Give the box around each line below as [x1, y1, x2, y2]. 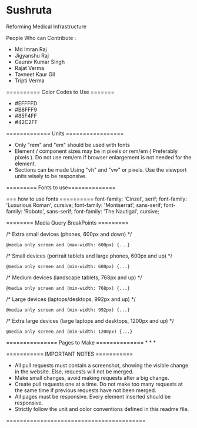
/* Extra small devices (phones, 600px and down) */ [6, 230, 132, 238]
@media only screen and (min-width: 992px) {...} [6, 307, 131, 313]
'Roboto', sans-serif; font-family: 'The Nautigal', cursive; [23, 208, 160, 215]
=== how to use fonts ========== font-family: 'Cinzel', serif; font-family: [6, 195, 187, 202]
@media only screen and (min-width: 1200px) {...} [6, 329, 133, 335]
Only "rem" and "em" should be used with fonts [14, 141, 131, 148]
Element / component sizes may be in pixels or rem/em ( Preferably [14, 148, 178, 155]
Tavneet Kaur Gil [14, 71, 55, 78]
